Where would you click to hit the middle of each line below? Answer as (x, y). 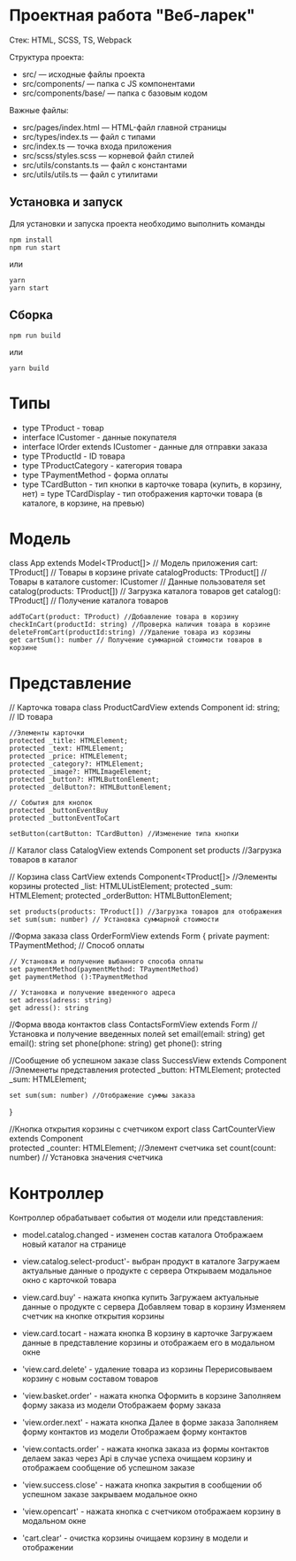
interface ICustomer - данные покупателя (99, 437)
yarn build (29, 368)
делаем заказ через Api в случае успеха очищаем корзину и (137, 1458)
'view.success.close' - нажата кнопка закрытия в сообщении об (142, 1485)
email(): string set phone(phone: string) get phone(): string (116, 1043)
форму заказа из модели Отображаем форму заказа (121, 1405)
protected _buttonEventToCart (65, 819)
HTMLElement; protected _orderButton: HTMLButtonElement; (121, 896)
